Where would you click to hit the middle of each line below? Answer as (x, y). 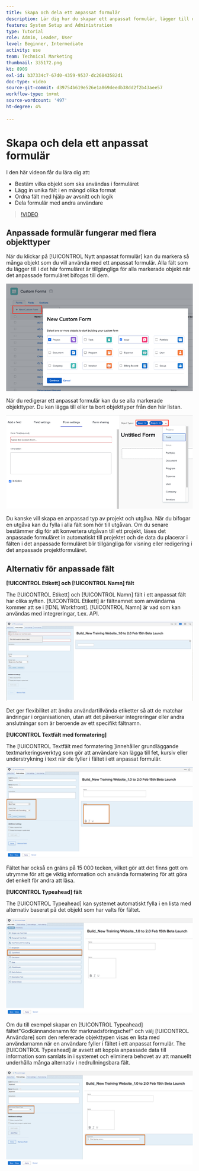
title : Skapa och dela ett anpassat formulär (63, 12)
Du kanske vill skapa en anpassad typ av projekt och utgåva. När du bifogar (98, 519)
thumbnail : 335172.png (34, 62)
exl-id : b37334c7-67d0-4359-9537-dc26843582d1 (65, 75)
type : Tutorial (25, 32)
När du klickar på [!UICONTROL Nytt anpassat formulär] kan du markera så (98, 256)
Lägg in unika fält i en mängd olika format (65, 190)
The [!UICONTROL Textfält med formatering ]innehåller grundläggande (92, 746)
